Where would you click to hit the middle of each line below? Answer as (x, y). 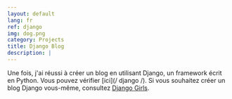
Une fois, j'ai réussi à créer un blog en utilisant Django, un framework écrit (115, 73)
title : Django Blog (36, 46)
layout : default (31, 14)
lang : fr (20, 20)
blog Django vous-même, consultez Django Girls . (78, 88)
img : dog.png (26, 33)
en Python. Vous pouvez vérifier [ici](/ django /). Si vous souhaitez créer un (116, 80)
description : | (30, 53)
